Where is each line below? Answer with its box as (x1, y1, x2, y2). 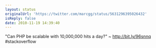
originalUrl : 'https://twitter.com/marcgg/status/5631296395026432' (5, 12, 147, 16)
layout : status (5, 7, 36, 12)
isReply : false (5, 16, 36, 21)
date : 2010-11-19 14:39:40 (5, 20, 60, 25)
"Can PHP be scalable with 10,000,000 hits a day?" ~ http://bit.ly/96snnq (5, 34, 151, 39)
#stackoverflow (5, 39, 37, 45)
